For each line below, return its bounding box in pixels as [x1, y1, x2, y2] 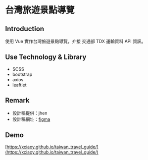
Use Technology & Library [5, 53, 87, 61]
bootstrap [12, 71, 33, 77]
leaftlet [12, 82, 27, 88]
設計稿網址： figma [12, 116, 50, 122]
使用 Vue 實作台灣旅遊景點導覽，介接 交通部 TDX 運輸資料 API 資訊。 [5, 38, 146, 44]
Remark [5, 96, 30, 105]
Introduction [5, 24, 45, 33]
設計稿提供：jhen [12, 110, 48, 116]
